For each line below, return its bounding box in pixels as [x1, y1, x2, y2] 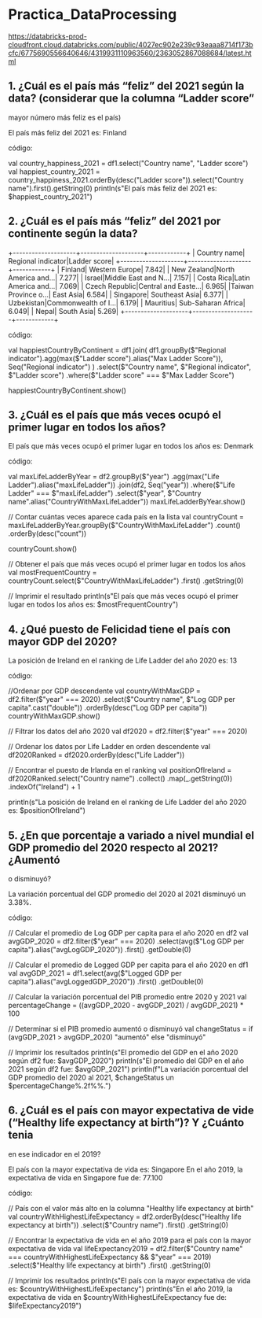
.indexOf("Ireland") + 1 [8, 782, 81, 792]
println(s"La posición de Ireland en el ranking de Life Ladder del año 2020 [8, 797, 247, 807]
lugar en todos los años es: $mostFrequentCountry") [8, 600, 179, 609]
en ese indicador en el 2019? [8, 1149, 101, 1158]
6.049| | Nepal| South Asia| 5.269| [8, 306, 119, 316]
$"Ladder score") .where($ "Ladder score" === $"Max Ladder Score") [8, 370, 235, 379]
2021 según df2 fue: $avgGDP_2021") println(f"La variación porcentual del [8, 1065, 249, 1073]
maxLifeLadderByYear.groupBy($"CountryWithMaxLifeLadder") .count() [8, 521, 241, 530]
